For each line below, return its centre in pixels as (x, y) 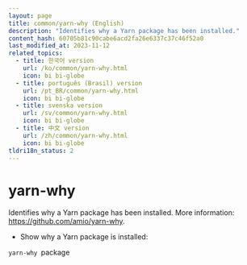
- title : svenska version (59, 106)
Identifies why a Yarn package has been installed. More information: (121, 213)
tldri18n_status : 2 (41, 151)
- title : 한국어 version (55, 61)
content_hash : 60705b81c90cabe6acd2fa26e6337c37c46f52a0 (106, 38)
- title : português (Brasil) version (79, 83)
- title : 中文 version (52, 128)
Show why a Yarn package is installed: (84, 237)
